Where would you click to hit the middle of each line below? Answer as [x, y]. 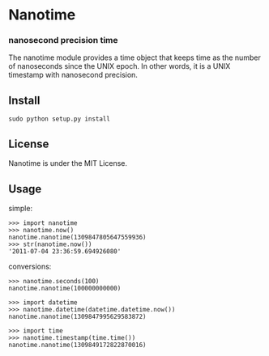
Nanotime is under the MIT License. [68, 163]
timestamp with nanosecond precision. [73, 75]
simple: [21, 208]
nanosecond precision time [64, 40]
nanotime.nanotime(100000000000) [65, 288]
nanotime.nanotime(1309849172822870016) [78, 345]
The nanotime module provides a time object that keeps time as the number [134, 57]
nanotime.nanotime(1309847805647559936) [78, 237]
